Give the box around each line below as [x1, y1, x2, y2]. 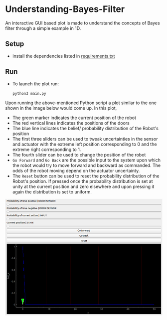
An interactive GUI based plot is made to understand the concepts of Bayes [5, 20, 161, 26]
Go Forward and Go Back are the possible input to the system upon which [12, 157, 161, 163]
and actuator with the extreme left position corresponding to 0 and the [12, 141, 157, 147]
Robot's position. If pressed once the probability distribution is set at [12, 178, 153, 184]
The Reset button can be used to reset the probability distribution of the [12, 173, 160, 179]
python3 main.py [12, 91, 46, 96]
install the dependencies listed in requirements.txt [12, 53, 115, 59]
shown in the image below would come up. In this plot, [5, 105, 117, 111]
